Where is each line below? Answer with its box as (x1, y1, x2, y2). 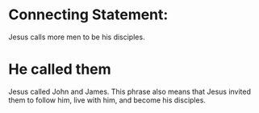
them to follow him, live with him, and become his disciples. (8, 95, 206, 105)
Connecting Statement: (8, 6, 169, 24)
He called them (8, 60, 111, 79)
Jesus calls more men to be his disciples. (8, 32, 145, 42)
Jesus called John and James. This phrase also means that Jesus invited (8, 87, 252, 96)
